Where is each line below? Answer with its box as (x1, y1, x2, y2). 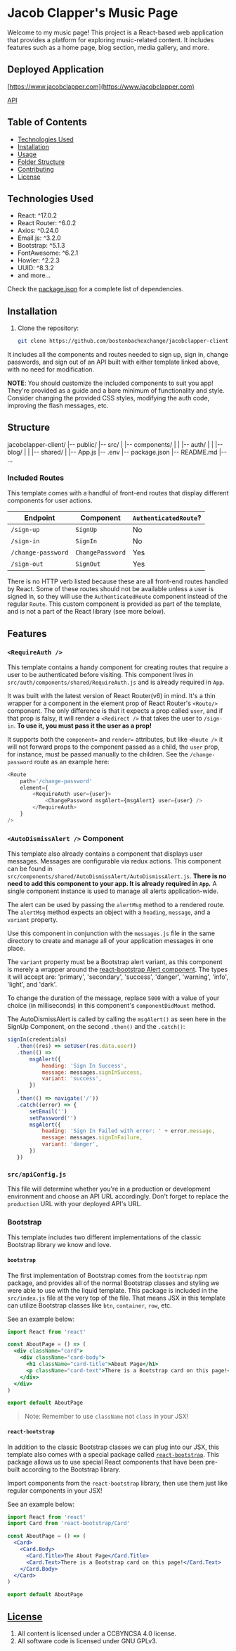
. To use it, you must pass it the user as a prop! (13, 721, 152, 730)
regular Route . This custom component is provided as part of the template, (7, 600, 223, 608)
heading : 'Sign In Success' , (41, 1062, 128, 1069)
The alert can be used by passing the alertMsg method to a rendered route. (7, 901, 225, 909)
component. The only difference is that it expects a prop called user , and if (7, 706, 223, 715)
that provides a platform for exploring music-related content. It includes (7, 35, 214, 44)
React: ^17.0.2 (17, 211, 58, 220)
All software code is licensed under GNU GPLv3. (17, 1636, 158, 1645)
